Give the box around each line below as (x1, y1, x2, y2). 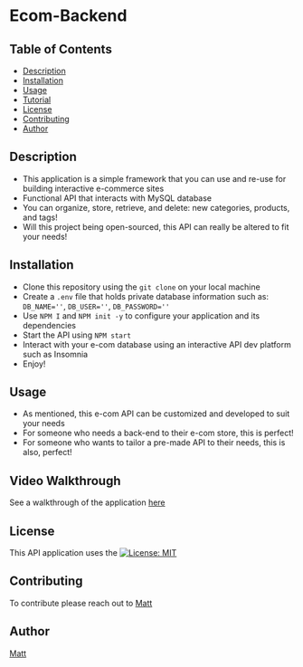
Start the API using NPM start (22, 329, 131, 340)
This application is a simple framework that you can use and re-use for (22, 173, 287, 184)
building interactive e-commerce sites (22, 183, 165, 194)
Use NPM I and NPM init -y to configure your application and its (22, 310, 260, 321)
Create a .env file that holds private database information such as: (22, 291, 270, 301)
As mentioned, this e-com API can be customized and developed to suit (22, 408, 290, 419)
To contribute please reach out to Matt (9, 597, 153, 608)
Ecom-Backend (9, 5, 128, 26)
